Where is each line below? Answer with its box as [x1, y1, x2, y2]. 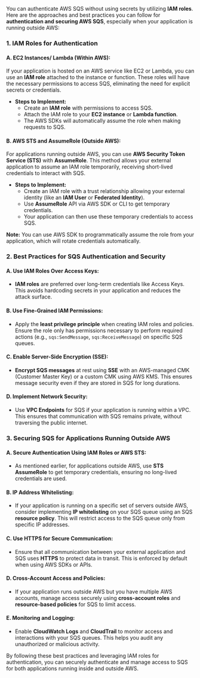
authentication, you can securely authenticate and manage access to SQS [6, 659, 188, 665]
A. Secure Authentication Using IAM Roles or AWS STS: [6, 449, 147, 456]
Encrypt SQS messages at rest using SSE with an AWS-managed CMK [14, 366, 190, 373]
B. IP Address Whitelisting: [6, 489, 74, 496]
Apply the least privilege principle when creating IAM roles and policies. [14, 320, 194, 327]
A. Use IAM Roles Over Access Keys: [6, 267, 100, 275]
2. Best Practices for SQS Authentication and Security [6, 252, 166, 261]
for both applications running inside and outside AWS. [6, 665, 139, 672]
